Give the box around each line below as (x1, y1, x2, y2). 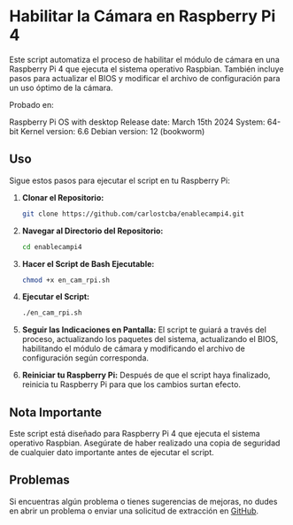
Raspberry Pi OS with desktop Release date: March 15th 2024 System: (9, 117, 266, 127)
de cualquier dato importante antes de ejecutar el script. (9, 447, 214, 458)
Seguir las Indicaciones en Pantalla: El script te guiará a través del (21, 324, 267, 335)
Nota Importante (9, 405, 103, 420)
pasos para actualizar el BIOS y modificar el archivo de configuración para (9, 72, 281, 83)
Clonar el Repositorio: (21, 192, 104, 202)
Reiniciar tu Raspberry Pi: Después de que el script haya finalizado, (21, 369, 271, 381)
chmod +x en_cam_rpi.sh (21, 276, 111, 285)
